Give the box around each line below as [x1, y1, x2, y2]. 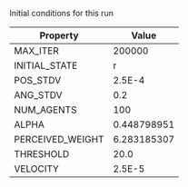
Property [39, 29, 79, 42]
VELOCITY [14, 162, 59, 175]
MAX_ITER [14, 44, 59, 57]
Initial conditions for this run [9, 8, 114, 18]
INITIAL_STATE [14, 59, 78, 72]
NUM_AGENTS [14, 103, 77, 116]
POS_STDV [14, 74, 62, 86]
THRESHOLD [14, 148, 70, 160]
